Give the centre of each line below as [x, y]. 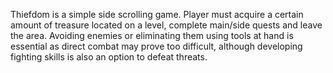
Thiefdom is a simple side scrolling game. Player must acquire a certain [157, 14]
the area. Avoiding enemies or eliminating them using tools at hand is [152, 35]
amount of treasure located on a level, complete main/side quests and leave [166, 25]
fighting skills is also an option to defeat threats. [109, 57]
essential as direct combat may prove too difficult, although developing [156, 46]
